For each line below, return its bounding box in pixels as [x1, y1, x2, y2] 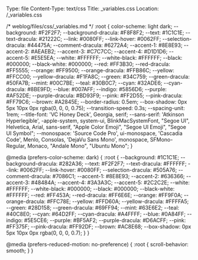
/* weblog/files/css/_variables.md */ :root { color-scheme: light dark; [6, 23, 173, 30]
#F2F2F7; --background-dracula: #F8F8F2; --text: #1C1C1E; [38, 29, 184, 36]
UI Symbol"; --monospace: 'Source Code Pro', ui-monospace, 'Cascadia [6, 130, 183, 137]
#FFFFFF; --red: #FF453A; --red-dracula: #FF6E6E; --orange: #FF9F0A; [6, 192, 183, 198]
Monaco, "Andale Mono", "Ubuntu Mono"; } [27, 142, 133, 149]
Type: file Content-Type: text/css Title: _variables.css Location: [6, 5, 159, 12]
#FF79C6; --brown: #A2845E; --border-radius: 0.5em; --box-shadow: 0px [6, 98, 187, 105]
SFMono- [150, 136, 173, 143]
